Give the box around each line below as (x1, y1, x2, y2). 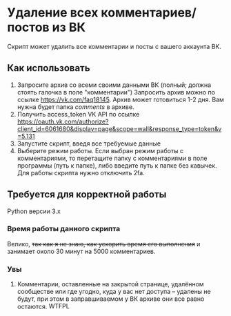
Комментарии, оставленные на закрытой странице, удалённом (17, 280, 205, 288)
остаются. (17, 302, 48, 311)
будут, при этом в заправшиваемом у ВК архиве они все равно (17, 295, 205, 303)
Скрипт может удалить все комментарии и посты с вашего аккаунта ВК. (7, 42, 222, 50)
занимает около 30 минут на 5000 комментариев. (7, 247, 156, 255)
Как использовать (7, 62, 91, 74)
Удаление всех (7, 5, 99, 21)
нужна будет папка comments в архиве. (17, 102, 134, 111)
